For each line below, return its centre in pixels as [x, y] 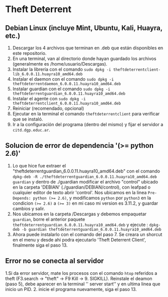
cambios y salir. [29, 208]
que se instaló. [28, 119]
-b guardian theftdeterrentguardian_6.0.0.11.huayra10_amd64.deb [92, 229]
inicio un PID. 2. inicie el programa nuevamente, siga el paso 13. [71, 289]
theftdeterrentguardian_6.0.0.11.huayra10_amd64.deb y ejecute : [80, 224]
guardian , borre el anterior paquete [49, 219]
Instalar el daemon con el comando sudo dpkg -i [63, 79]
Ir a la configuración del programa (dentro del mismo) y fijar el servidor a [88, 124]
